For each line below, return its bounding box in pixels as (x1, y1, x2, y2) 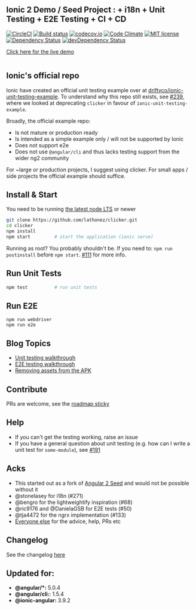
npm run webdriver (6, 317, 52, 323)
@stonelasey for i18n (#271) (14, 492, 84, 499)
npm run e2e (6, 322, 36, 328)
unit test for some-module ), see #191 (14, 446, 100, 453)
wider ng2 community (14, 154, 69, 161)
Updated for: (6, 568, 55, 578)
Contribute (6, 384, 48, 394)
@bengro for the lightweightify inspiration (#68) (14, 499, 133, 506)
